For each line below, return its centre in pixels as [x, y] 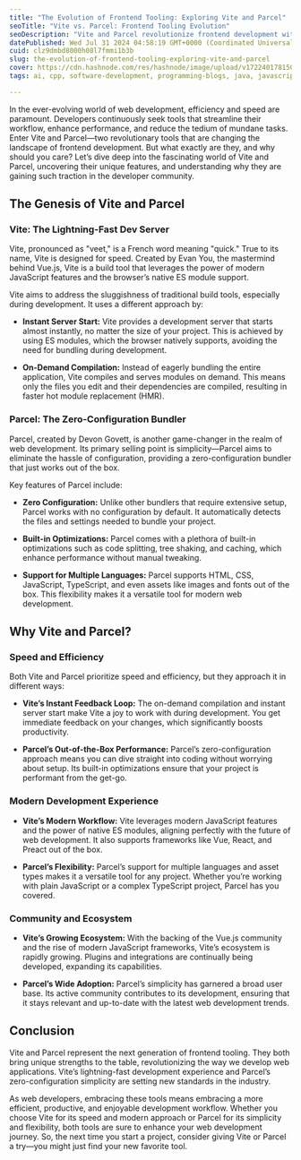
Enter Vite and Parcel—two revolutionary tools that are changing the [135, 137]
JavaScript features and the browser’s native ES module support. [129, 278]
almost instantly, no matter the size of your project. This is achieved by [153, 331]
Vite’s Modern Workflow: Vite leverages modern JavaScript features [150, 821]
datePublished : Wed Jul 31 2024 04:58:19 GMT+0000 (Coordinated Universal [152, 43]
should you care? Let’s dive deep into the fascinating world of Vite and [139, 157]
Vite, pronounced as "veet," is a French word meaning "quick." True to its [144, 249]
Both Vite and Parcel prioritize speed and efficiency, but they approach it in [148, 676]
